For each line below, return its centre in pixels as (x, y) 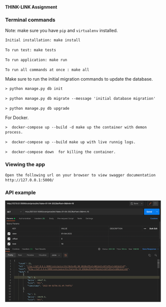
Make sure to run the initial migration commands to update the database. (79, 79)
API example (21, 193)
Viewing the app (25, 164)
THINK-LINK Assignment (31, 7)
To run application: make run (36, 60)
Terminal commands (30, 20)
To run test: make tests (31, 50)
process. (14, 132)
